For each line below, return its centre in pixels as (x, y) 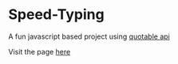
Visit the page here (40, 51)
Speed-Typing (57, 15)
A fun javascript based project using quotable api (89, 36)
